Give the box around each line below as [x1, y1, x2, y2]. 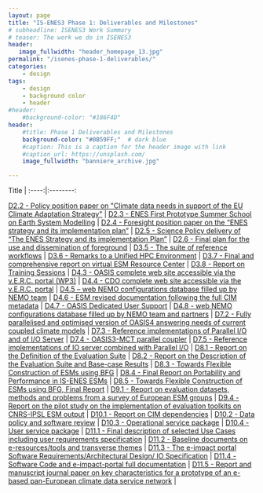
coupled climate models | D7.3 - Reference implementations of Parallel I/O [8, 327, 247, 336]
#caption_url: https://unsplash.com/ [22, 150, 146, 158]
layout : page [8, 11, 51, 20]
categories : [8, 63, 47, 71]
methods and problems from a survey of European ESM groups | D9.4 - [8, 393, 239, 403]
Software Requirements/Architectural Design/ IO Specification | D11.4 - [8, 451, 237, 461]
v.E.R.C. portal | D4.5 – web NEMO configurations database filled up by [8, 284, 238, 294]
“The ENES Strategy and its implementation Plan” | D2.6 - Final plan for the [8, 235, 250, 244]
